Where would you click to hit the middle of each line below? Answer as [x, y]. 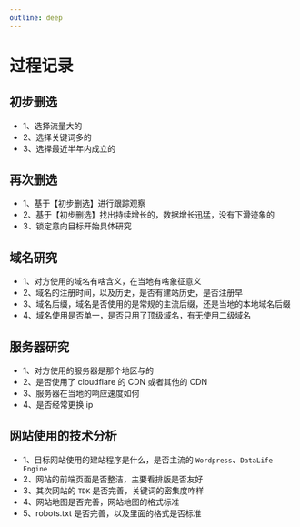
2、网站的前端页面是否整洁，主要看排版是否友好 [113, 479]
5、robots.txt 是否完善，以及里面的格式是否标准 [112, 513]
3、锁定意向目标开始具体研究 [77, 226]
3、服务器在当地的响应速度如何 [81, 393]
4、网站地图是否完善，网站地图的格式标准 [101, 502]
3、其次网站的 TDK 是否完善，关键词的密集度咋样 [113, 490]
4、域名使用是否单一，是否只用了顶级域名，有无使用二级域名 [137, 316]
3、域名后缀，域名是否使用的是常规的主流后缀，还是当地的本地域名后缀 [156, 304]
